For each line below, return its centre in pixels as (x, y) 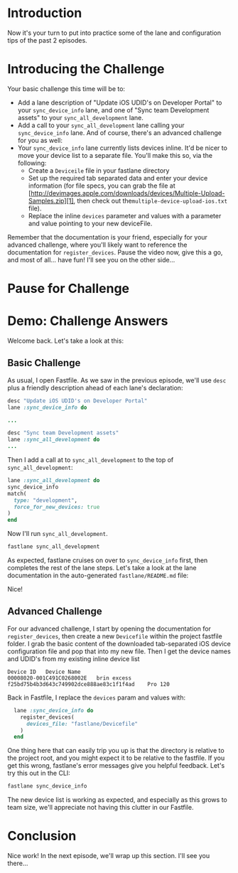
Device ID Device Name (44, 672)
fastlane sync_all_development (54, 547)
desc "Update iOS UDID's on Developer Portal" (77, 401)
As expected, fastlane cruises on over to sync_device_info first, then (108, 560)
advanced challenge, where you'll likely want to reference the (97, 245)
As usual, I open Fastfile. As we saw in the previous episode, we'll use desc (117, 380)
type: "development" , (46, 500)
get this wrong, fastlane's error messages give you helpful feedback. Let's (116, 766)
